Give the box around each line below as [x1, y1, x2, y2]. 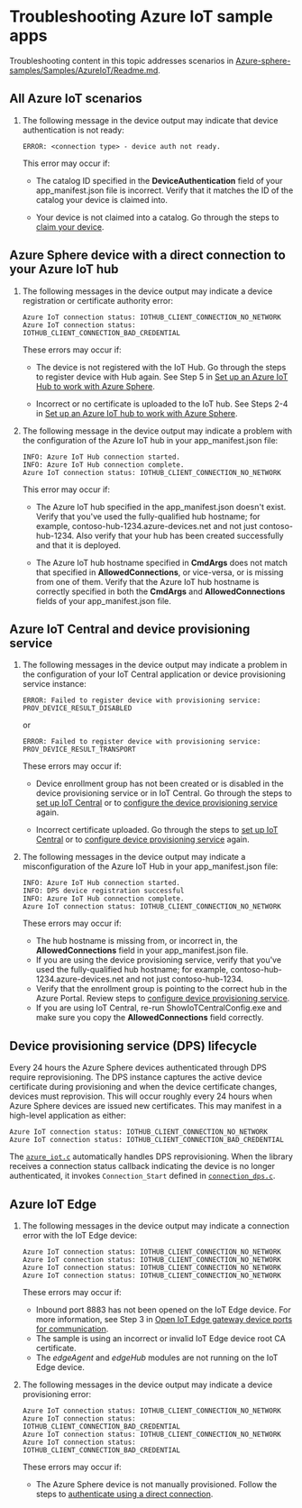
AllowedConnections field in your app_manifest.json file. [35, 945, 249, 956]
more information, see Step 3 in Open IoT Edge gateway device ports [35, 1314, 293, 1324]
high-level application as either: [9, 1110, 126, 1121]
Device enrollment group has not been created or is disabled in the [35, 778, 284, 790]
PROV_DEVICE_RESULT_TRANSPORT [22, 745, 137, 754]
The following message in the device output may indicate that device [22, 114, 279, 125]
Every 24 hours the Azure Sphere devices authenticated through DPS [9, 1062, 268, 1074]
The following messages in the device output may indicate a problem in [22, 660, 288, 671]
